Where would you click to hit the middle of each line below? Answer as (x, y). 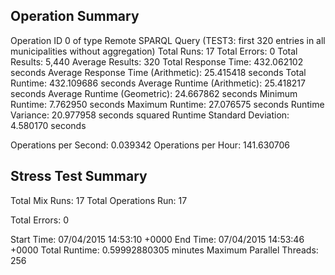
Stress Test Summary (79, 176)
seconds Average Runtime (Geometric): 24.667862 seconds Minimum (154, 93)
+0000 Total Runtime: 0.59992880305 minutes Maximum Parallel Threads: (164, 250)
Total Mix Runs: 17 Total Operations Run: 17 (99, 200)
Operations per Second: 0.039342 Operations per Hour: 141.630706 (150, 145)
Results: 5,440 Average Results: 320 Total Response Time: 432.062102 (157, 61)
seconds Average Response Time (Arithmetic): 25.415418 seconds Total (158, 72)
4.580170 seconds (48, 125)
